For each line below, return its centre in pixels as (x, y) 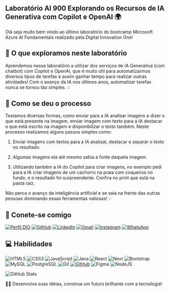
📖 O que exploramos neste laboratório (66, 53)
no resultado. (26, 147)
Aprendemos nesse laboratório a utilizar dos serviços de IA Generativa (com (85, 65)
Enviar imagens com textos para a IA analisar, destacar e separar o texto (88, 142)
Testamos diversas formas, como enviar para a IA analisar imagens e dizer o (85, 116)
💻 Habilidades (29, 244)
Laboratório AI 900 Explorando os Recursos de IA (85, 8)
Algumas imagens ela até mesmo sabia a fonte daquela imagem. (80, 157)
